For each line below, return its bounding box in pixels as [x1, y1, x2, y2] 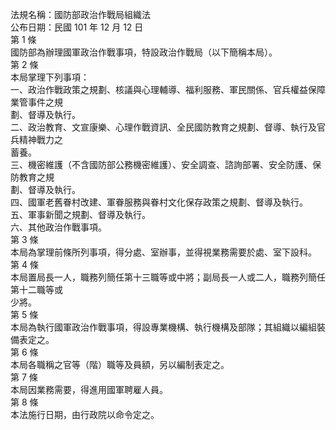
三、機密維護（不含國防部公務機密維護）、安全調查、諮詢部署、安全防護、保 [10, 159, 322, 170]
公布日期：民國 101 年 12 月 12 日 [10, 21, 144, 33]
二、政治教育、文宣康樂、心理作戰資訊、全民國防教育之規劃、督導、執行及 [10, 121, 317, 133]
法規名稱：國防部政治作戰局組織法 [10, 9, 151, 20]
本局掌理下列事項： [10, 71, 90, 83]
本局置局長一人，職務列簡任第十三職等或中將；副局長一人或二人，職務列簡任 [10, 271, 326, 283]
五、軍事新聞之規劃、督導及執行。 [10, 209, 151, 220]
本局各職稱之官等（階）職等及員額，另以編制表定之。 [10, 359, 230, 370]
